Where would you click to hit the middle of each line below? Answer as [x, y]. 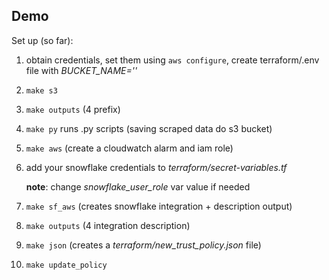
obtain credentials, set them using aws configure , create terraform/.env [172, 60]
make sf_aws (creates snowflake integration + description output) [159, 206]
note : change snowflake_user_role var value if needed [138, 186]
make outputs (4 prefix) [73, 109]
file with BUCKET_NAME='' [81, 70]
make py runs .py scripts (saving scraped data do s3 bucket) [149, 128]
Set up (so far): [42, 40]
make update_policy [66, 265]
